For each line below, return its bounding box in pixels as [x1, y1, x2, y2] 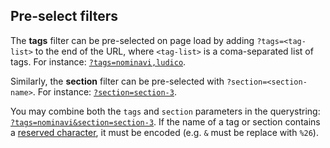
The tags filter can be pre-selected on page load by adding [10, 34, 255, 46]
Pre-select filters [10, 8, 118, 25]
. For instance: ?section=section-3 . [32, 85, 177, 98]
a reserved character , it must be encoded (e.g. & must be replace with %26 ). [10, 126, 319, 138]
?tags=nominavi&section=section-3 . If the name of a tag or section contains [10, 115, 321, 128]
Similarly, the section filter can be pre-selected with [10, 75, 225, 87]
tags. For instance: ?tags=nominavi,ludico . [10, 55, 187, 68]
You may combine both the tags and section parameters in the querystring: [10, 105, 321, 117]
